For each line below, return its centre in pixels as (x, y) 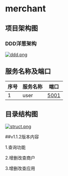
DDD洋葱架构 (21, 44)
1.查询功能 (15, 147)
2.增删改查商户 (20, 158)
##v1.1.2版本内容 (22, 136)
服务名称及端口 (28, 72)
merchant (26, 9)
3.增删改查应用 (20, 168)
